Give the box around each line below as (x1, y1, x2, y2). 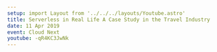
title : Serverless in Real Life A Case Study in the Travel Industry (7, 16, 211, 23)
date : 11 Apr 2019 (7, 22, 60, 29)
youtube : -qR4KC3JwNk (7, 35, 69, 42)
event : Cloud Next (7, 28, 60, 36)
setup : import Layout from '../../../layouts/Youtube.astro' (7, 9, 186, 17)
